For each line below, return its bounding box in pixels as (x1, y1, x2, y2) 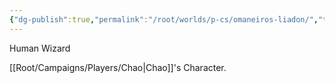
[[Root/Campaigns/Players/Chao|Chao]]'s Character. (9, 61, 227, 73)
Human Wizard (9, 42, 71, 54)
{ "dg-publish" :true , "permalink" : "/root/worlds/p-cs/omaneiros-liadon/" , (9, 14, 319, 25)
